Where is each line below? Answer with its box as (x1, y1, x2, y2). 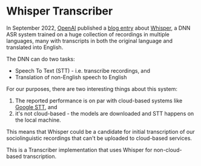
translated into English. (6, 44, 64, 51)
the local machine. (15, 116, 62, 124)
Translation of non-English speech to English (15, 73, 127, 81)
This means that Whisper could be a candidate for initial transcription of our (6, 128, 195, 135)
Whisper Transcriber (6, 4, 113, 18)
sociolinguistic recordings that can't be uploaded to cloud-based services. (6, 134, 193, 142)
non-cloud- (153, 146, 182, 153)
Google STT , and (15, 103, 58, 110)
